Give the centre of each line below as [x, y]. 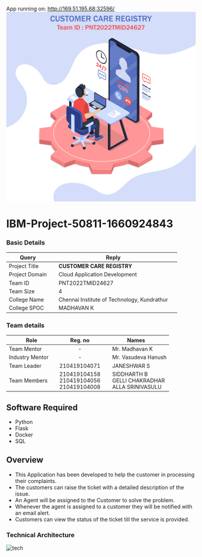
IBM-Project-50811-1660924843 [90, 224]
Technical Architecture [41, 535]
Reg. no [80, 340]
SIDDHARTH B [130, 374]
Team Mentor [25, 349]
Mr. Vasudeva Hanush [139, 357]
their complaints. [36, 481]
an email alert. [32, 513]
